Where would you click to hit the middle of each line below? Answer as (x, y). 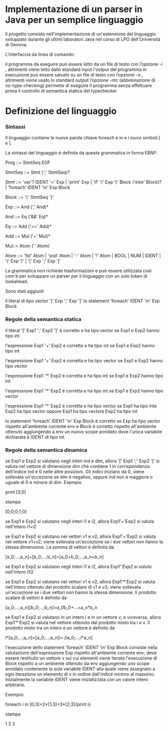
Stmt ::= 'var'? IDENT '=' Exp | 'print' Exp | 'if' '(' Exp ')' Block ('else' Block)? (83, 182)
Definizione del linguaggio (61, 111)
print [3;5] (16, 492)
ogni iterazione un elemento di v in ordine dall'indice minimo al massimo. (80, 674)
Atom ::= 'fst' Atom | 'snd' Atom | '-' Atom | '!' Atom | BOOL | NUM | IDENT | (83, 256)
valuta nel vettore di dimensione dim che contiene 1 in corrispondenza (77, 466)
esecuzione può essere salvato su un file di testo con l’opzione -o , (74, 74)
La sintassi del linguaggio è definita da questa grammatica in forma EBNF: (81, 153)
